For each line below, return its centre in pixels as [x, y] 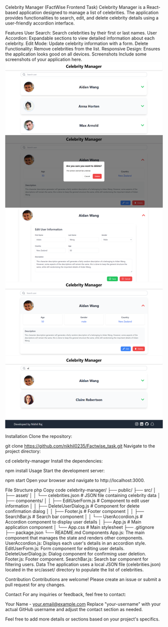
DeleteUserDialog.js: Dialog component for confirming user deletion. [76, 554]
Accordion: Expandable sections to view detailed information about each [80, 38]
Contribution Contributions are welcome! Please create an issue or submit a [83, 579]
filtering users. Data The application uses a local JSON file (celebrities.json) [83, 564]
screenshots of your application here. [44, 59]
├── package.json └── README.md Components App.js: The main [75, 532]
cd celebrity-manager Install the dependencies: [54, 461]
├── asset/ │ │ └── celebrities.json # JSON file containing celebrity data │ [83, 495]
